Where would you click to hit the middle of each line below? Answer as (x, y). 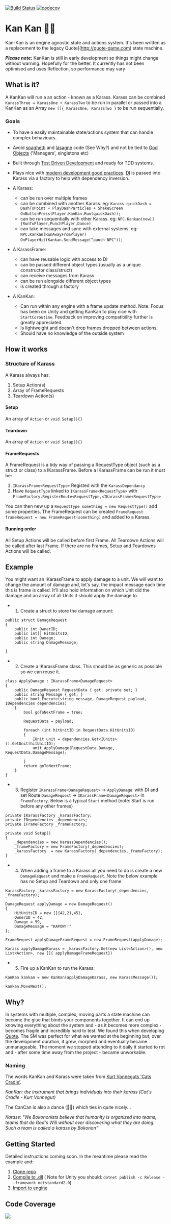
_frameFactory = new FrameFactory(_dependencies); (69, 847)
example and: (20, 1162)
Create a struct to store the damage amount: (67, 611)
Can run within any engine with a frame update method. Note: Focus (92, 306)
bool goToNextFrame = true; (53, 713)
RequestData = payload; (49, 721)
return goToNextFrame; (48, 766)
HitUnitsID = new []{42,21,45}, (49, 913)
